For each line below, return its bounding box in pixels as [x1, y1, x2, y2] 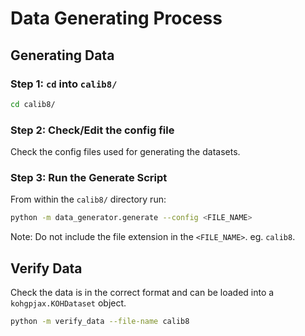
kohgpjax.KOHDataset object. [10, 297, 127, 309]
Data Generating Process [10, 7, 223, 30]
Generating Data [10, 47, 115, 64]
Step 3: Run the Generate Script [10, 170, 168, 184]
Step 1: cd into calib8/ [10, 77, 118, 91]
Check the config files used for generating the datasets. [10, 146, 241, 158]
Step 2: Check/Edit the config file [10, 123, 175, 137]
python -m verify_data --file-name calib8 [10, 317, 190, 327]
